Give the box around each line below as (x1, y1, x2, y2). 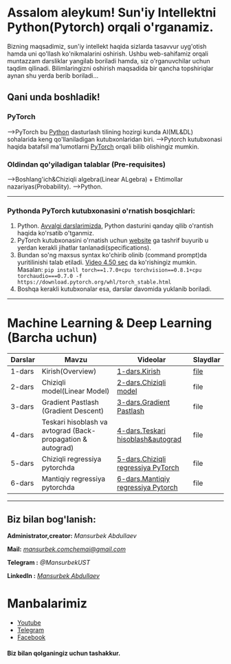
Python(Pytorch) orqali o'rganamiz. (7, 19, 214, 35)
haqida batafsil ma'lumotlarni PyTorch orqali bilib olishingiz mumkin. (7, 142, 199, 151)
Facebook (16, 633, 46, 641)
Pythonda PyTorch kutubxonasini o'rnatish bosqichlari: (7, 206, 196, 215)
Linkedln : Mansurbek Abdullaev (7, 571, 100, 579)
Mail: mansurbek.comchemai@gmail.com (7, 545, 126, 553)
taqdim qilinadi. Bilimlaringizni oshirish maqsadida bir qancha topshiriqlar (7, 64, 214, 72)
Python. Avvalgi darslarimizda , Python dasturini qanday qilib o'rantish (16, 222, 214, 230)
